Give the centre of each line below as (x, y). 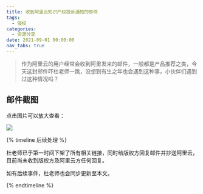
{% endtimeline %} (30, 185)
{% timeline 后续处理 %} (36, 139)
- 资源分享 (24, 35)
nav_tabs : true (26, 46)
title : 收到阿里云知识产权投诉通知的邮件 (52, 12)
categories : (21, 29)
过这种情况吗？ (40, 79)
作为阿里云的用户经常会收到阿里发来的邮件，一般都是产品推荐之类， (106, 64)
